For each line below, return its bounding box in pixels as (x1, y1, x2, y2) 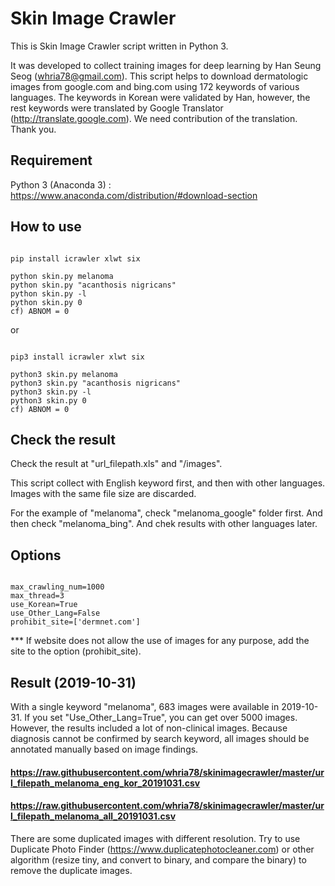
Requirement (10, 152, 93, 169)
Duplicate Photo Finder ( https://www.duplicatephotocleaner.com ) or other (10, 843, 315, 855)
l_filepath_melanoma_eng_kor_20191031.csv (10, 777, 201, 789)
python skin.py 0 (10, 297, 83, 307)
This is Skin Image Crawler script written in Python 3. (10, 40, 229, 52)
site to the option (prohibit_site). (10, 645, 142, 657)
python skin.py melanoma (10, 271, 114, 281)
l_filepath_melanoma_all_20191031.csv (10, 810, 177, 822)
